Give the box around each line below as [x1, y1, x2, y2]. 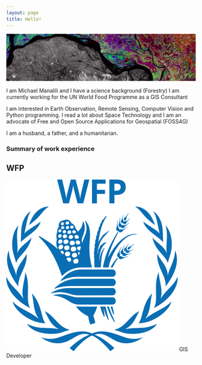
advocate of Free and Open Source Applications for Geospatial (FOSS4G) [6, 118, 188, 125]
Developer [6, 352, 32, 359]
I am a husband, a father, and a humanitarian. [6, 129, 118, 137]
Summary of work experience [6, 145, 95, 153]
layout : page [6, 10, 39, 16]
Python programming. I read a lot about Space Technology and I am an [6, 111, 182, 119]
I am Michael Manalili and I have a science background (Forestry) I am [6, 87, 180, 94]
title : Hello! [6, 16, 42, 22]
